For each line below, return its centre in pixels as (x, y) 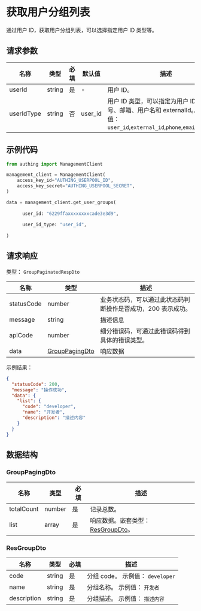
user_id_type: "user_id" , (54, 225)
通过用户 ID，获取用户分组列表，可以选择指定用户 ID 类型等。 (82, 30)
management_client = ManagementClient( (56, 175)
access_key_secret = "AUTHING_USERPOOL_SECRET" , (76, 186)
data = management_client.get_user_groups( (61, 202)
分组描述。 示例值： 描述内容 (125, 599)
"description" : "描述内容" (54, 418)
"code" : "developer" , (49, 407)
